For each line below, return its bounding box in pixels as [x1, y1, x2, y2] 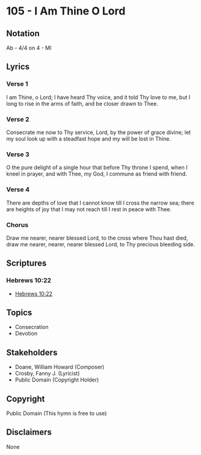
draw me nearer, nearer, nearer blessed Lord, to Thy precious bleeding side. [6, 240, 196, 248]
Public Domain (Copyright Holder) [14, 376, 99, 384]
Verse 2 [6, 115, 29, 123]
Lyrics [6, 62, 30, 72]
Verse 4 [6, 185, 30, 194]
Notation [6, 28, 40, 39]
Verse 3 [6, 150, 29, 158]
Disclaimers [6, 427, 52, 437]
